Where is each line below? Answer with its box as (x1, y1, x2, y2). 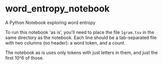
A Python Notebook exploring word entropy (5, 19, 96, 25)
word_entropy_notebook (5, 3, 110, 14)
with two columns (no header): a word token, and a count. (5, 39, 126, 45)
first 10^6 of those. (5, 54, 44, 60)
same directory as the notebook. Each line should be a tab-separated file (5, 34, 157, 40)
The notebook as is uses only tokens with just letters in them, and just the (5, 49, 158, 55)
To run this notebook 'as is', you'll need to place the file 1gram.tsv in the (5, 29, 155, 35)
